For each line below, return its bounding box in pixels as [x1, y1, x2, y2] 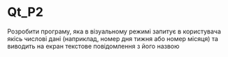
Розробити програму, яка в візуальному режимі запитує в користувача [7, 27, 222, 35]
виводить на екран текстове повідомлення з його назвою [7, 42, 180, 50]
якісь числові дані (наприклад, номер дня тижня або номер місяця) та [7, 34, 219, 42]
